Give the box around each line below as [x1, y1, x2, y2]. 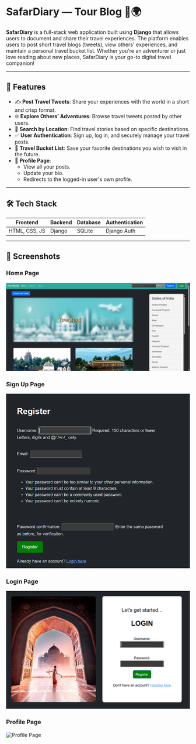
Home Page [6, 269, 40, 277]
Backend [50, 219, 72, 226]
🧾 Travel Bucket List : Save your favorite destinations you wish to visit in [14, 145, 187, 152]
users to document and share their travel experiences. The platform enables [6, 35, 189, 42]
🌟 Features [6, 82, 46, 92]
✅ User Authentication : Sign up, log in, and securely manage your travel [14, 132, 190, 139]
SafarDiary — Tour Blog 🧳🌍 [6, 5, 142, 19]
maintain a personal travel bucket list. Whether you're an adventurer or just [6, 47, 186, 54]
